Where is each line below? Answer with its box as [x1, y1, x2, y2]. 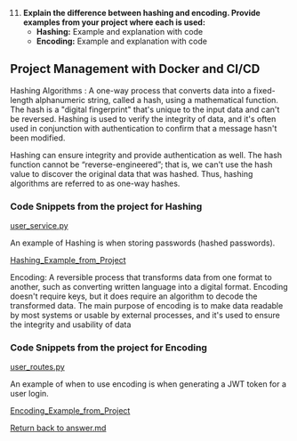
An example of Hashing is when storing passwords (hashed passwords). [10, 237, 276, 248]
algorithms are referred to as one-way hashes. [10, 178, 181, 188]
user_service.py [10, 220, 69, 231]
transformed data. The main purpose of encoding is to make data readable [10, 301, 284, 311]
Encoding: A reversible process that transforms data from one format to [10, 272, 272, 283]
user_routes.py [10, 362, 65, 373]
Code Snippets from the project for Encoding [10, 341, 208, 354]
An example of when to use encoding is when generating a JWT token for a [10, 379, 287, 389]
